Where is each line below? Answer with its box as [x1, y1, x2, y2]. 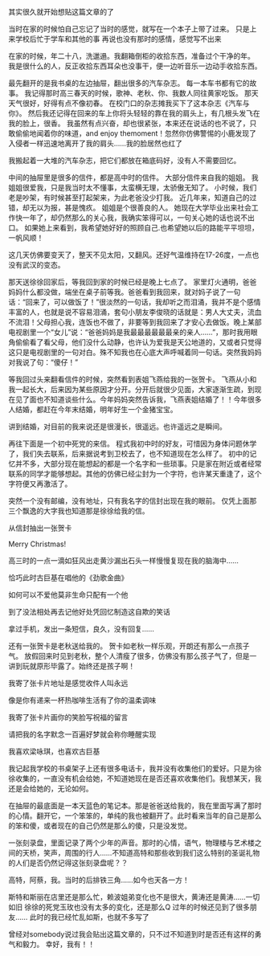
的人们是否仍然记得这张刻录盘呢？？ [8, 858, 129, 868]
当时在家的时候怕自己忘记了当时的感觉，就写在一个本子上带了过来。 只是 [8, 24, 250, 34]
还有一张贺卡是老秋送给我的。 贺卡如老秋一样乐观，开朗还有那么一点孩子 [8, 641, 250, 651]
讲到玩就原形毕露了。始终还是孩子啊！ [8, 661, 135, 671]
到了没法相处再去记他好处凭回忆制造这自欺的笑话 [8, 607, 170, 616]
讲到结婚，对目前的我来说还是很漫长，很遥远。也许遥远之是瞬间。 [8, 422, 227, 431]
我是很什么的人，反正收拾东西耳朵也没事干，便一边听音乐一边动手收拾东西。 [8, 61, 262, 71]
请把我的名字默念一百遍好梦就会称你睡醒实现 [8, 729, 157, 739]
